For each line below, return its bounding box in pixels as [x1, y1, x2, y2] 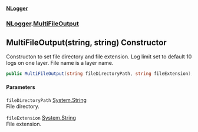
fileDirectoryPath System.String [6, 97, 87, 104]
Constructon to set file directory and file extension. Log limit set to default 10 [6, 53, 192, 60]
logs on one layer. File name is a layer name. [6, 60, 114, 67]
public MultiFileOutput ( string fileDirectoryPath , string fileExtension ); [6, 71, 194, 77]
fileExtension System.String [6, 114, 77, 121]
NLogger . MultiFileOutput [6, 19, 80, 28]
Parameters [6, 83, 35, 91]
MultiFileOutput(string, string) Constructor [6, 37, 167, 47]
